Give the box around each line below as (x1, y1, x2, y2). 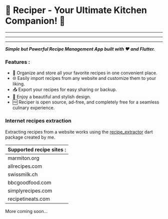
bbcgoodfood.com (7, 179, 51, 186)
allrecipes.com (7, 163, 42, 170)
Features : (5, 58, 30, 65)
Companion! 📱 (5, 15, 65, 27)
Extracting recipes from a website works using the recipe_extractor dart (5, 129, 153, 135)
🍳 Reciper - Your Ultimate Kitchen (5, 5, 147, 16)
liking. (12, 81, 25, 87)
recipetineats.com (7, 195, 50, 202)
